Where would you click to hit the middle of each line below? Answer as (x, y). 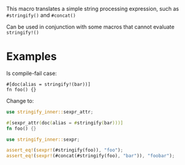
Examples (32, 57)
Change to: (20, 101)
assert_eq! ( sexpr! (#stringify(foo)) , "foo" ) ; (65, 150)
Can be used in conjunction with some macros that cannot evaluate (90, 27)
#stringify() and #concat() (41, 15)
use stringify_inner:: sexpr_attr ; (50, 112)
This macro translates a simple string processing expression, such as (92, 9)
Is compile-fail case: (32, 73)
